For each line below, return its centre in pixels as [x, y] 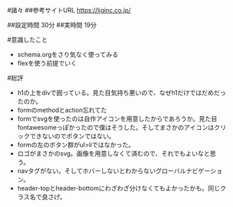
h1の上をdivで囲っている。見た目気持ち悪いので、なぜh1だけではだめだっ [121, 93]
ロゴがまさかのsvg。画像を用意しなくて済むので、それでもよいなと [113, 154]
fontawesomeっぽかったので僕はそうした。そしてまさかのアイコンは [115, 127]
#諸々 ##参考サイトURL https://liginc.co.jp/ [69, 10]
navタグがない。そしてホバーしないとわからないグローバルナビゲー [114, 171]
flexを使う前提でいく [47, 63]
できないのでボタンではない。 [72, 136]
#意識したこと [27, 40]
